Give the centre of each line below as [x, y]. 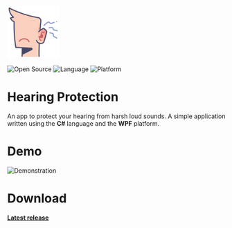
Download [37, 199]
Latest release [28, 218]
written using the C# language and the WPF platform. [83, 123]
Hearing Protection [63, 97]
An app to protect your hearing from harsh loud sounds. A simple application [117, 116]
